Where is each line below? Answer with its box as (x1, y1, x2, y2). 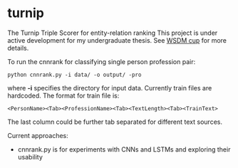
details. (7, 43, 29, 52)
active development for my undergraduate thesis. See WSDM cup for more (7, 36, 227, 44)
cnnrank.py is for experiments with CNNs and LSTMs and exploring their (17, 145, 231, 154)
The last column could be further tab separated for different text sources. (7, 117, 223, 126)
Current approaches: (7, 131, 69, 140)
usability (17, 152, 43, 161)
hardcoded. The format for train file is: (7, 91, 120, 100)
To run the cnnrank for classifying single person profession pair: (7, 57, 196, 65)
